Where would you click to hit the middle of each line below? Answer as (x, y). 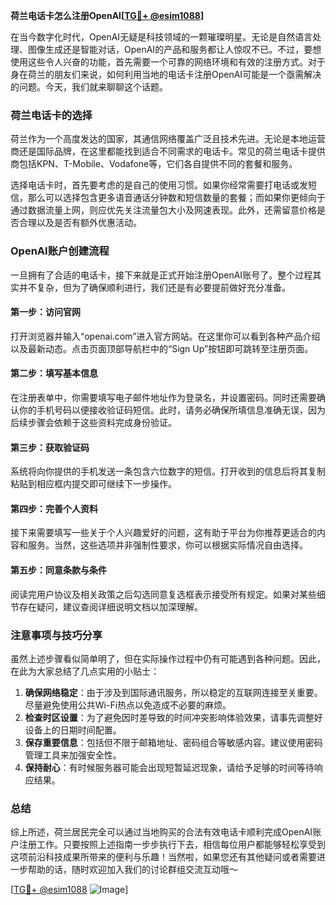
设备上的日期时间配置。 (73, 730)
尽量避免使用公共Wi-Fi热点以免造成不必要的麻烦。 (128, 705)
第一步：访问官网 (45, 312)
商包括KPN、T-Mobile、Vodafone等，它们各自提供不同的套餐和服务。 (154, 164)
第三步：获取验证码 (50, 447)
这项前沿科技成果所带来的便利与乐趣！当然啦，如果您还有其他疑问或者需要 (163, 857)
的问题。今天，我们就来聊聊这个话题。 (89, 87)
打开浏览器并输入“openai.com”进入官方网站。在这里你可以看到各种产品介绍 (165, 336)
